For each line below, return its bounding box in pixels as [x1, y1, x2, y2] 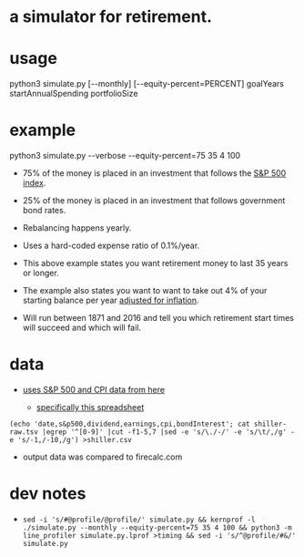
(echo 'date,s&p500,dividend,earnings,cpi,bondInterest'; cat [9, 419, 250, 428]
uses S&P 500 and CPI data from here [22, 385, 166, 395]
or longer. [22, 267, 59, 279]
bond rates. [22, 205, 66, 216]
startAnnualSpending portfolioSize [9, 88, 138, 99]
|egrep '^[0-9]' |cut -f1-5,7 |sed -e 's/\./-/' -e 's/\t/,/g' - [42, 428, 296, 437]
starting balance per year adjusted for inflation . [22, 294, 199, 306]
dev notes [9, 483, 86, 504]
